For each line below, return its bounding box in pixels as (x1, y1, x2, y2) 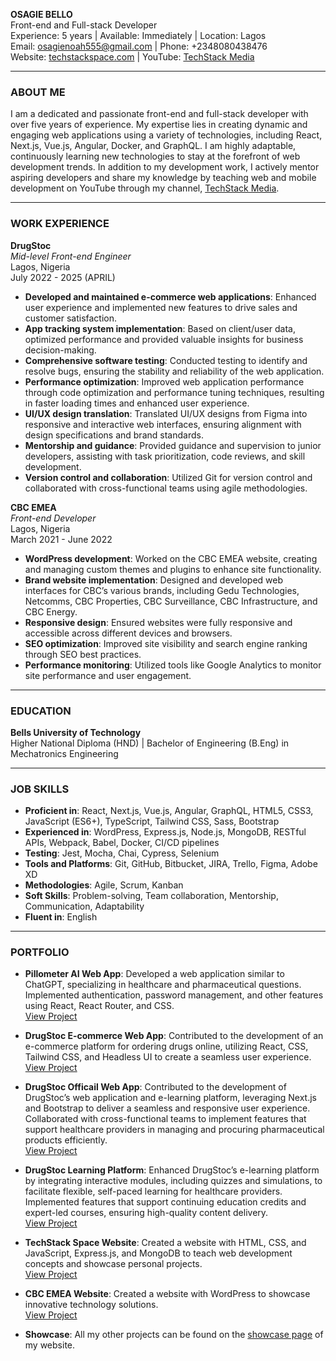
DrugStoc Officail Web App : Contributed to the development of (24, 1081, 287, 1093)
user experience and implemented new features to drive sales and (24, 301, 298, 313)
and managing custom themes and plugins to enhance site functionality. (24, 563, 322, 575)
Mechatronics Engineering (10, 747, 119, 759)
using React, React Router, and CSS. (24, 1000, 175, 1012)
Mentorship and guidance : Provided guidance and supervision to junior (24, 439, 322, 451)
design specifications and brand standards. (24, 429, 204, 441)
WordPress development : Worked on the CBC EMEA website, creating (24, 552, 318, 564)
